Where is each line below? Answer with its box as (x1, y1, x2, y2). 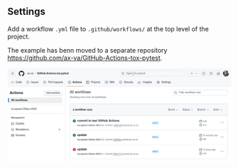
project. (7, 32, 31, 41)
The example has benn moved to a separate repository (7, 46, 168, 54)
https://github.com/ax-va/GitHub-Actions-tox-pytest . (7, 53, 163, 62)
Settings (7, 6, 46, 18)
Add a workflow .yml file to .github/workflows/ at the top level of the (7, 24, 210, 33)
